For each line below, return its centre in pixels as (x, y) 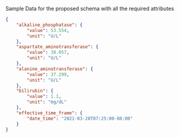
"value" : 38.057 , (48, 53)
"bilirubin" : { (35, 91)
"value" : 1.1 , (44, 97)
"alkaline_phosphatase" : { (49, 25)
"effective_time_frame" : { (49, 113)
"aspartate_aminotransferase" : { (57, 47)
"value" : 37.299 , (48, 74)
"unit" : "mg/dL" (47, 102)
